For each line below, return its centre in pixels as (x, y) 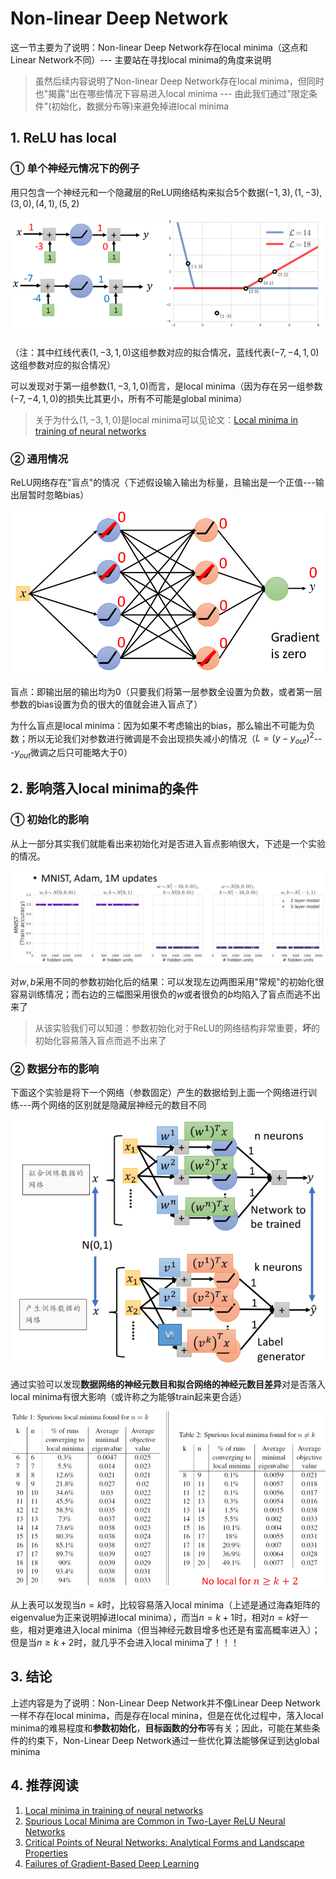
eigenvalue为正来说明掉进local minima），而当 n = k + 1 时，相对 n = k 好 (155, 1618)
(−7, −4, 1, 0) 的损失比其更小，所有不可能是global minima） (129, 398)
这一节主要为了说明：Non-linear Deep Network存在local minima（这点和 (159, 47)
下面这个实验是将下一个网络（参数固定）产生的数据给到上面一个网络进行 (159, 1093)
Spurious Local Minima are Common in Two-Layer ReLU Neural (155, 1821)
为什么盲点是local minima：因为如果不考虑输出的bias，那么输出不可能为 (158, 725)
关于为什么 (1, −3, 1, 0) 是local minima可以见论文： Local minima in (166, 420)
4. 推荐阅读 (44, 1785)
